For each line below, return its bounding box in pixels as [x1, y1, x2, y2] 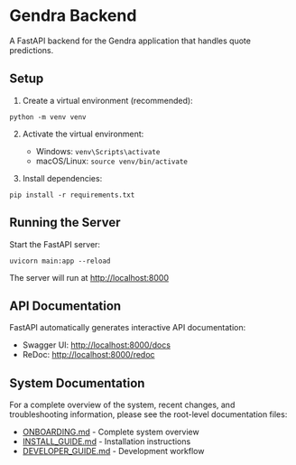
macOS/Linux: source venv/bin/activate [35, 155, 188, 166]
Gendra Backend [9, 5, 137, 26]
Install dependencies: [22, 172, 103, 183]
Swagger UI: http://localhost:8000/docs [22, 339, 171, 350]
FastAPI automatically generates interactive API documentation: [9, 322, 246, 333]
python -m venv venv [9, 112, 88, 122]
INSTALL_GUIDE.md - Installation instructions [22, 436, 191, 447]
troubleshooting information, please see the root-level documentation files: [9, 409, 288, 420]
